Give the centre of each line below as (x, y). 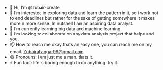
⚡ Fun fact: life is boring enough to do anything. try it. (64, 62)
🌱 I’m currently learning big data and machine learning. (66, 29)
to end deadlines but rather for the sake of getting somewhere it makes (82, 18)
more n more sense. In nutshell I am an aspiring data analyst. (72, 23)
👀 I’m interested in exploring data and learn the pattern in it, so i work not (84, 13)
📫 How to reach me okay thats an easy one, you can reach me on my (81, 45)
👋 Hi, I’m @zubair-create (35, 8)
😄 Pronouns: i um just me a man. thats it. (52, 57)
